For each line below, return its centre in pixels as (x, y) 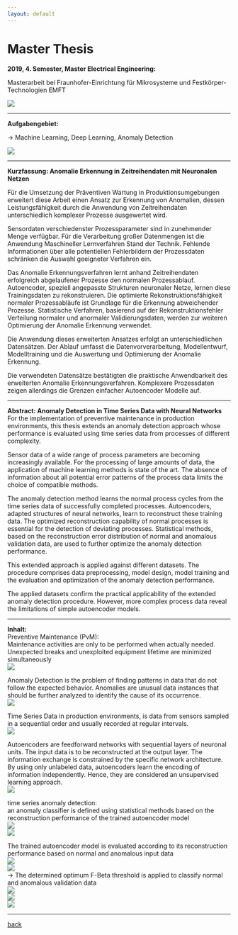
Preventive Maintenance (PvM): (53, 637)
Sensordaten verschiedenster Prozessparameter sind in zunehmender (110, 228)
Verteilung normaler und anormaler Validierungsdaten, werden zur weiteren (118, 318)
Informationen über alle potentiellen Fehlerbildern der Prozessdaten (106, 251)
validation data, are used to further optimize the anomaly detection (104, 544)
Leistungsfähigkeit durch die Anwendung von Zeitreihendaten (97, 207)
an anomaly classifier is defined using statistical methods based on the (111, 810)
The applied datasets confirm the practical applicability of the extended (112, 593)
